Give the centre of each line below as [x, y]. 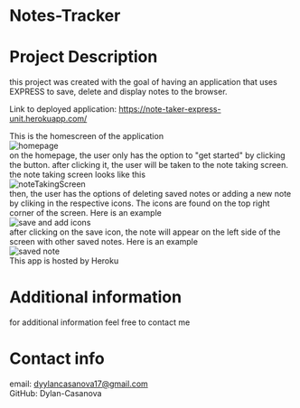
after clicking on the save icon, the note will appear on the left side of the [145, 232]
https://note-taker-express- [170, 109]
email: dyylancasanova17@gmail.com [79, 384]
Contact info [57, 359]
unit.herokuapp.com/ [48, 119]
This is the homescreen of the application [87, 136]
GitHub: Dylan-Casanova [56, 393]
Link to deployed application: [63, 109]
